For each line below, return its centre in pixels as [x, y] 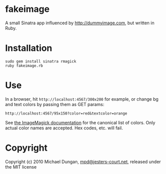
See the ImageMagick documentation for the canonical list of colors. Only [80, 122]
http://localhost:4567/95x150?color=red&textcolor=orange [66, 113]
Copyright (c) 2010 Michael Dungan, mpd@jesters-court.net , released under [83, 162]
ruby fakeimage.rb [24, 65]
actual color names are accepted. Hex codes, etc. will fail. [64, 128]
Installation [29, 48]
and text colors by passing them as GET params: [55, 104]
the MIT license [21, 167]
